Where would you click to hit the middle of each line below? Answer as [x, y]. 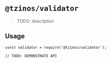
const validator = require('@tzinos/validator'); [56, 47]
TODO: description [35, 21]
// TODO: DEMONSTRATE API [31, 56]
